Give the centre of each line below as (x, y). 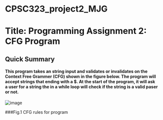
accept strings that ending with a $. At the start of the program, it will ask (80, 82)
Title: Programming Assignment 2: (76, 31)
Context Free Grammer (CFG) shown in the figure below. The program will (81, 76)
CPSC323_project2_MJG (56, 9)
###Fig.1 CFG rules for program (36, 112)
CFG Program (33, 41)
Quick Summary (30, 59)
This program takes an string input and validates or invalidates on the (76, 72)
